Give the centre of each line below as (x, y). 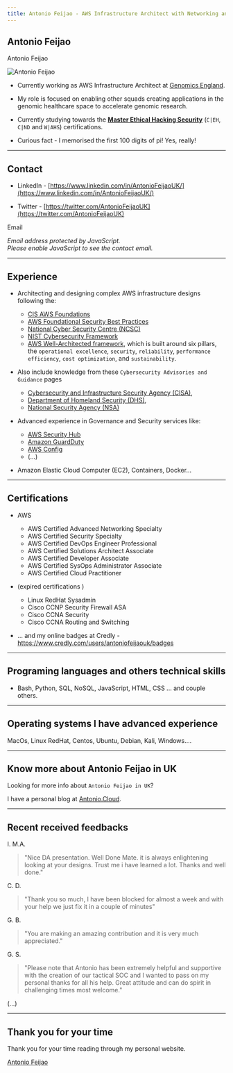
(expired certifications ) (51, 586)
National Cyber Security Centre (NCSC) (84, 329)
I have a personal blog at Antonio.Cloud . (64, 799)
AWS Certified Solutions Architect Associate (90, 550)
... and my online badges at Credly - (68, 635)
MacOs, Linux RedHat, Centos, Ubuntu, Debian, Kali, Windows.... (100, 740)
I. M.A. (17, 844)
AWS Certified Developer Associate (78, 558)
